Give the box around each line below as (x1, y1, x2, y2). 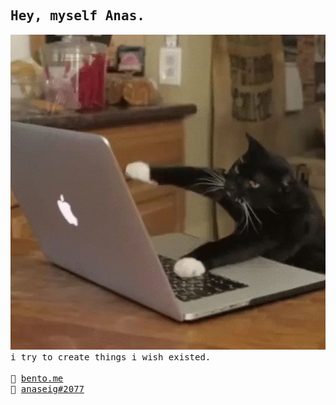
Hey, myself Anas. (10, 8, 145, 24)
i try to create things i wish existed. (10, 351, 212, 363)
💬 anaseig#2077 (10, 383, 85, 394)
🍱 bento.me (10, 372, 64, 384)
